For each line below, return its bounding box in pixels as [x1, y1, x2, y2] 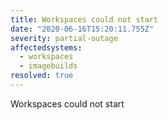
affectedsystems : [10, 42, 83, 53]
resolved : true [10, 71, 74, 81]
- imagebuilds [19, 61, 78, 71]
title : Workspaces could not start [10, 14, 159, 25]
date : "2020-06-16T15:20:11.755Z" [10, 24, 155, 34]
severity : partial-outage [10, 33, 118, 43]
